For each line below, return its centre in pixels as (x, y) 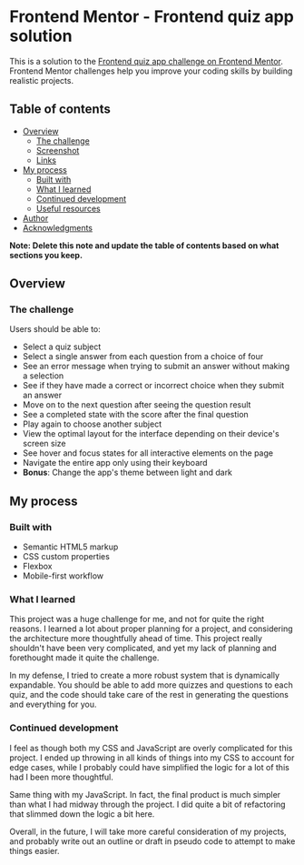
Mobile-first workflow (63, 576)
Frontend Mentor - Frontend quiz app (152, 17)
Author (35, 218)
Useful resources (69, 208)
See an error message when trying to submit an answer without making (156, 367)
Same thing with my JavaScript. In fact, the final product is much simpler (145, 794)
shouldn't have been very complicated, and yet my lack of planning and (143, 649)
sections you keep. (46, 255)
